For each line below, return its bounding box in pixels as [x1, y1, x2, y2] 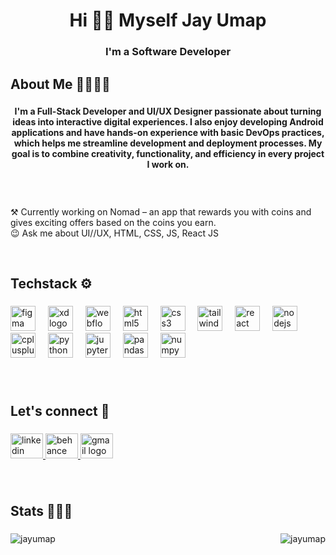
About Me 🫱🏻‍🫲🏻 [10, 75, 111, 93]
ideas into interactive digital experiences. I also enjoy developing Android [12, 116, 324, 128]
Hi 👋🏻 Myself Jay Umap [69, 9, 267, 32]
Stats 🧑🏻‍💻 [10, 502, 73, 519]
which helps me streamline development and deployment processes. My [13, 137, 323, 149]
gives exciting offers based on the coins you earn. [10, 216, 217, 228]
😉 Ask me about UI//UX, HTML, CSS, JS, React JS [10, 227, 219, 239]
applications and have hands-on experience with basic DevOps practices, [11, 127, 325, 139]
